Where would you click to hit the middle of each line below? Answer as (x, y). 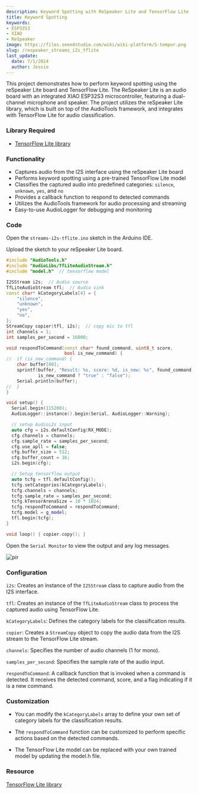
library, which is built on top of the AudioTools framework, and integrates (95, 109)
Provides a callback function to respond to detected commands (92, 197)
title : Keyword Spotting (37, 17)
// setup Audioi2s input (42, 425)
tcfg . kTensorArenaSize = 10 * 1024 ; (56, 501)
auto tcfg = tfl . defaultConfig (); (54, 479)
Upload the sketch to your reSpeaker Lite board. (65, 249)
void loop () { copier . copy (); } (46, 534)
